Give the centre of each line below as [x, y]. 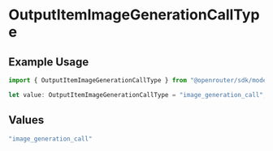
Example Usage [49, 62]
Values [26, 120]
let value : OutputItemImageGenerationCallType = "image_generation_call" [136, 94]
